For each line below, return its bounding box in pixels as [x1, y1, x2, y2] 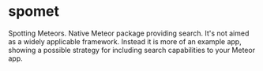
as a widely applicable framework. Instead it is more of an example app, [8, 36, 242, 46]
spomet [8, 2, 59, 21]
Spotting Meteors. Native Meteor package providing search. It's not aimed [8, 28, 250, 38]
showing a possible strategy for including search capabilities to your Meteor [8, 45, 255, 54]
